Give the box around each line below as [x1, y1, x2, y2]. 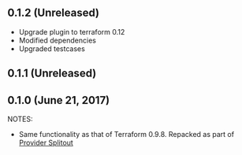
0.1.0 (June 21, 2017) [7, 94, 110, 107]
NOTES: [7, 114, 33, 124]
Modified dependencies [18, 35, 96, 45]
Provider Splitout [18, 138, 74, 148]
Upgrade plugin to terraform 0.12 [18, 27, 125, 36]
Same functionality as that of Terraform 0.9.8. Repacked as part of [18, 130, 234, 139]
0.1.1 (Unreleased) [7, 67, 97, 80]
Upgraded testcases [18, 43, 86, 54]
